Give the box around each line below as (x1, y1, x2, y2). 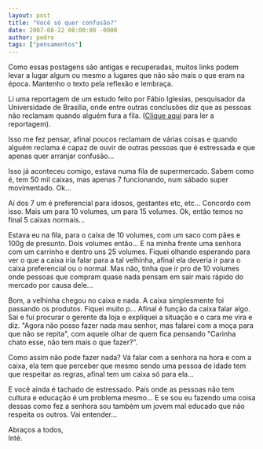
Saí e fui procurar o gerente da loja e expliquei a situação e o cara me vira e (8, 312, 253, 322)
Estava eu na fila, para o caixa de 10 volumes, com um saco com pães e (8, 230, 241, 240)
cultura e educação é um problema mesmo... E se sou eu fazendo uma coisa (8, 393, 256, 403)
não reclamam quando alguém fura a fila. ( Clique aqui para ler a (8, 111, 214, 120)
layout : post (8, 11, 51, 20)
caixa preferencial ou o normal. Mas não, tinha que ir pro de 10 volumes (8, 264, 239, 274)
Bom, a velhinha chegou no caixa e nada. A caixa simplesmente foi (8, 296, 225, 305)
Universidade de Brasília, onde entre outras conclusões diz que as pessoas (8, 103, 252, 112)
